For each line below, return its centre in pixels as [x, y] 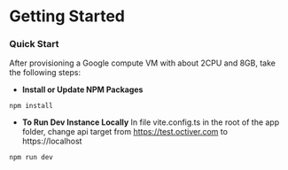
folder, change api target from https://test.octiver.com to [125, 132]
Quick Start [34, 44]
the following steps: [45, 73]
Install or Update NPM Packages [82, 89]
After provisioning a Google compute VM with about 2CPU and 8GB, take [143, 63]
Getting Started [67, 16]
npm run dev [31, 158]
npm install [31, 106]
